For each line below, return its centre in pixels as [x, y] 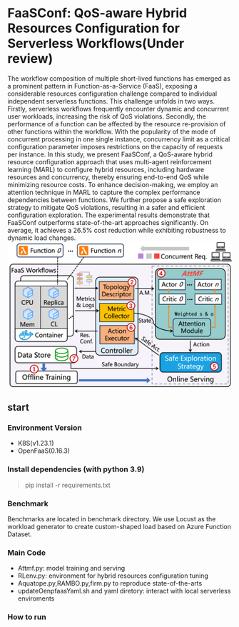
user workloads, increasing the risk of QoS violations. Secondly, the [107, 116]
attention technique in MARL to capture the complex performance [104, 192]
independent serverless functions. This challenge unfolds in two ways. [111, 101]
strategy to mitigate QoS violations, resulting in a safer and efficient [106, 207]
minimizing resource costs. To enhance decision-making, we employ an [113, 184]
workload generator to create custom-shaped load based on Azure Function [119, 527]
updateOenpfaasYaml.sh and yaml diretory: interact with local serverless [124, 591]
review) [30, 59]
